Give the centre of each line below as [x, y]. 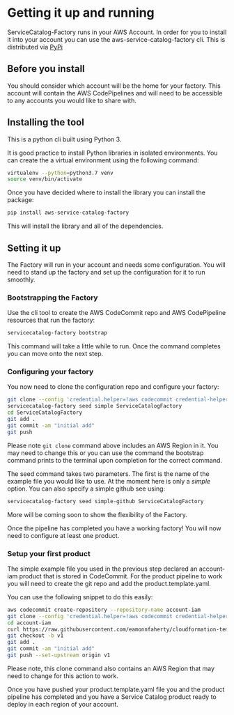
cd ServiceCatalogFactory [45, 413]
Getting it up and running [81, 13]
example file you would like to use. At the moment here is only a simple [109, 481]
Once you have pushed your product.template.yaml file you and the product [116, 689]
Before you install [46, 69]
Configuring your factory [50, 372]
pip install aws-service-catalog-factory [68, 213]
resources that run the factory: [51, 320]
